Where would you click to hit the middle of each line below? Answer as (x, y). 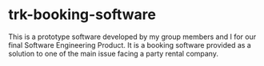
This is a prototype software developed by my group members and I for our (132, 37)
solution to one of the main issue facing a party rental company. (113, 53)
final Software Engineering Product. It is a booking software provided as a (130, 45)
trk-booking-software (82, 15)
